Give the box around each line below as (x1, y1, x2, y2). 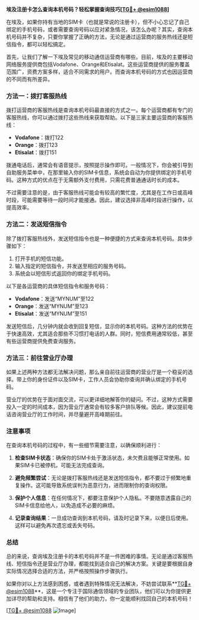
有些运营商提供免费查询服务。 (6, 337, 79, 344)
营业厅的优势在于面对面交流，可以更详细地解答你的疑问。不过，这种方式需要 (6, 395, 193, 403)
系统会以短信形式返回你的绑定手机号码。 (14, 270, 114, 277)
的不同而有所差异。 (6, 75, 53, 83)
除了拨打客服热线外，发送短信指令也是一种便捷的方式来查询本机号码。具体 (6, 235, 188, 242)
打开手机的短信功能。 (14, 255, 67, 262)
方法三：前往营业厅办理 (6, 354, 73, 362)
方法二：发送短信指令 (6, 220, 67, 228)
